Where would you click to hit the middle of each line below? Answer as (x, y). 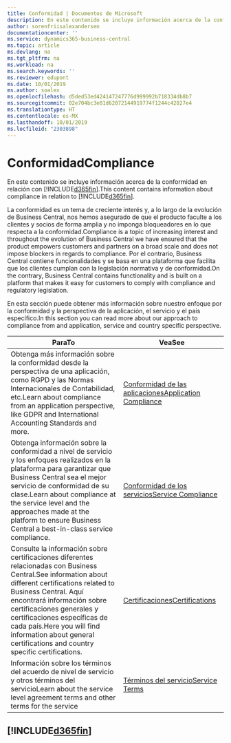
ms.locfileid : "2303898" (43, 129)
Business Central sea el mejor (58, 477)
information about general (53, 635)
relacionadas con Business (54, 566)
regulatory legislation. (38, 291)
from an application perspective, (63, 406)
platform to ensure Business (56, 521)
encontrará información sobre (59, 600)
